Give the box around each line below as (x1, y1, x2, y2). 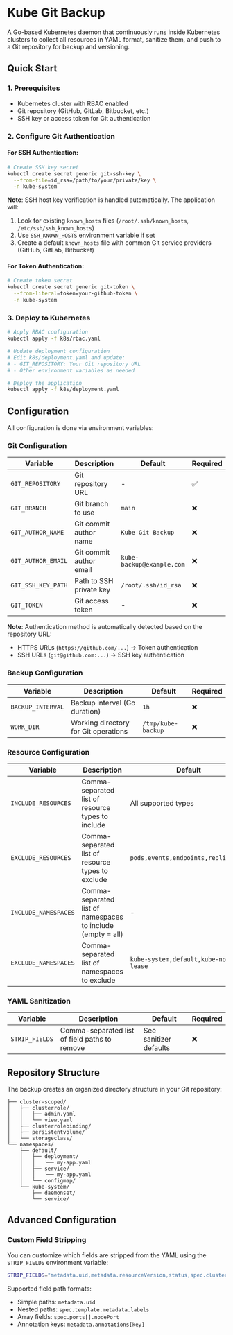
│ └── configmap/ (19, 1178, 76, 1185)
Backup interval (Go (70, 698, 136, 707)
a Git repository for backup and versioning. (7, 42, 130, 51)
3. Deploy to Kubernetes (7, 313, 91, 322)
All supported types (130, 798, 194, 808)
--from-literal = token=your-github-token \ (13, 290, 138, 298)
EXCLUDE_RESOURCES (10, 854, 71, 861)
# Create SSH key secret (7, 164, 79, 171)
